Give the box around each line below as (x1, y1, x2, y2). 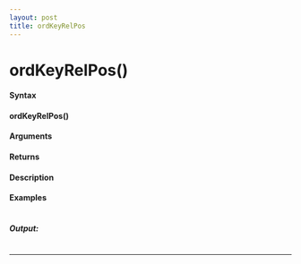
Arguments (9, 131, 53, 141)
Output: (9, 223, 39, 234)
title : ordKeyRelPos (9, 21, 87, 30)
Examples (9, 192, 47, 203)
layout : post (9, 13, 58, 22)
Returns (9, 151, 40, 162)
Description (9, 172, 55, 183)
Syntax (9, 90, 37, 101)
